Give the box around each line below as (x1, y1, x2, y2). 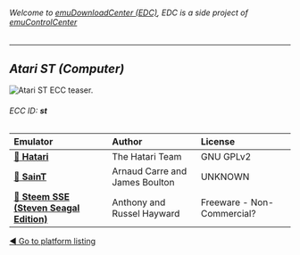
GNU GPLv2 (200, 151, 252, 163)
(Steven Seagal (13, 202, 80, 214)
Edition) (13, 213, 48, 226)
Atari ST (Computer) (9, 61, 125, 76)
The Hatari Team (111, 151, 182, 163)
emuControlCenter (9, 16, 78, 27)
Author (111, 136, 143, 148)
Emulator (13, 136, 54, 148)
